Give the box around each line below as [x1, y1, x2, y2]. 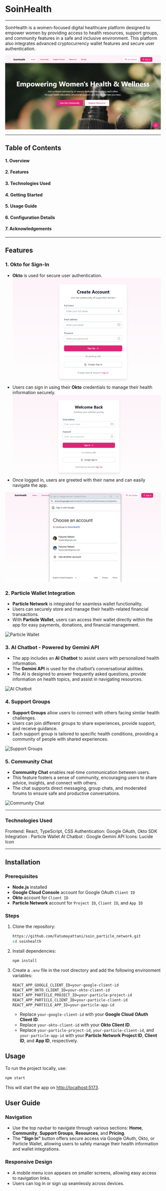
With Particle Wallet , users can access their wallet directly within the [12, 617, 153, 623]
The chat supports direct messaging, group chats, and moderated [12, 785, 147, 791]
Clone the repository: [12, 923, 56, 929]
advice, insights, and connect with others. [12, 779, 98, 785]
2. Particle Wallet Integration [5, 589, 75, 596]
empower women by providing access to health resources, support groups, [5, 30, 159, 36]
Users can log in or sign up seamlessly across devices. [12, 1180, 124, 1186]
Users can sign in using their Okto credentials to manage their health [12, 384, 153, 390]
